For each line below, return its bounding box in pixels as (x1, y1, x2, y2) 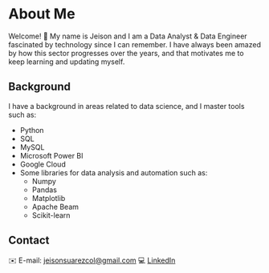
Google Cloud (19, 159, 66, 169)
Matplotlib (31, 193, 66, 203)
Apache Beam (31, 202, 79, 211)
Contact (8, 234, 50, 247)
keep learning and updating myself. (8, 57, 125, 66)
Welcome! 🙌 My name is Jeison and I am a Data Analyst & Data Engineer (8, 31, 247, 41)
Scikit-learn (31, 210, 71, 220)
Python (19, 125, 44, 134)
